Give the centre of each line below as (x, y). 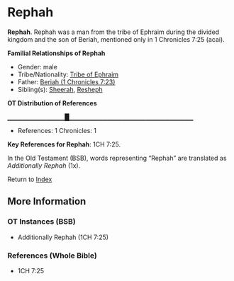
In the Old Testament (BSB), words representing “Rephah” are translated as (117, 158)
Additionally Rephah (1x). (44, 165)
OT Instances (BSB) (41, 222)
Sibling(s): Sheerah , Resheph (60, 89)
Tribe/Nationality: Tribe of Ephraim (68, 74)
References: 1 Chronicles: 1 (57, 130)
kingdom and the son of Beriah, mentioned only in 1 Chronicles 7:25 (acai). (116, 39)
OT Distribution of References (52, 103)
